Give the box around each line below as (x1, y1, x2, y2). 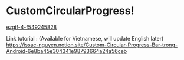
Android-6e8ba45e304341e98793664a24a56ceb (6, 47, 127, 54)
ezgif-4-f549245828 (6, 24, 57, 31)
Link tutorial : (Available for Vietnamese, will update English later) (6, 35, 164, 42)
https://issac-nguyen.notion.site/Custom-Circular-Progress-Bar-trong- (6, 41, 178, 48)
